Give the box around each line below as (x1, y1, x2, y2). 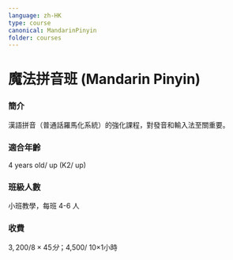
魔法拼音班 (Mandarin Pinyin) (8, 71, 201, 88)
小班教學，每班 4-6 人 (8, 201, 81, 211)
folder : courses (8, 33, 62, 42)
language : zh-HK (8, 11, 62, 20)
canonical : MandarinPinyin (8, 26, 97, 34)
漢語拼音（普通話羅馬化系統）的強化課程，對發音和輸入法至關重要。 (8, 120, 230, 129)
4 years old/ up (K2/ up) (8, 160, 87, 170)
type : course (8, 19, 51, 27)
